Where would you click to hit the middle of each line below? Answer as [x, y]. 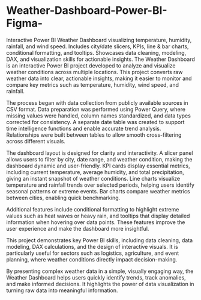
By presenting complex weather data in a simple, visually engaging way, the [100, 271]
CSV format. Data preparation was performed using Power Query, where [96, 109]
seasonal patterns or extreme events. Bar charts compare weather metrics [98, 191]
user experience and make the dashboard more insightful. [78, 228]
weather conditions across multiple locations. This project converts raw [94, 72]
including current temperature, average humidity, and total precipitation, [95, 172]
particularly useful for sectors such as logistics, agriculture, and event [93, 253]
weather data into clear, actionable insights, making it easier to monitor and [99, 78]
